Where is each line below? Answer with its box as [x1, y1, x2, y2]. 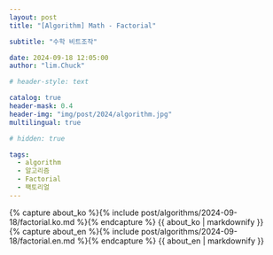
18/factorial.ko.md [9, 216, 75, 227]
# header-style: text [9, 77, 90, 87]
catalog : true [9, 94, 62, 103]
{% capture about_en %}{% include [9, 226, 140, 236]
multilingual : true [9, 118, 82, 127]
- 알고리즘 [17, 166, 51, 175]
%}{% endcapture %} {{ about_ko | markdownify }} [76, 216, 264, 227]
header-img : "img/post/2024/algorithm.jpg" [9, 110, 173, 119]
